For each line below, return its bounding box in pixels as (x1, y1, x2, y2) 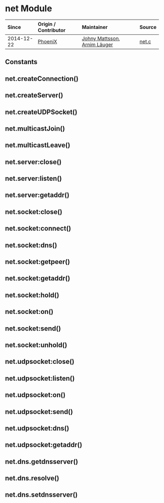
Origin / (38, 21, 56, 27)
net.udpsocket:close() (5, 358, 75, 366)
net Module (5, 3, 52, 14)
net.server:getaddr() (5, 191, 70, 199)
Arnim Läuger (82, 41, 113, 48)
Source (139, 24, 157, 30)
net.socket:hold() (5, 291, 60, 299)
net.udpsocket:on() (5, 391, 66, 399)
